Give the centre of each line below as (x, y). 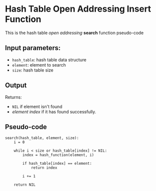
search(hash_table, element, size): (42, 138)
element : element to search (39, 65)
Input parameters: (33, 48)
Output (16, 85)
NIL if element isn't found (37, 106)
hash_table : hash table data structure (49, 60)
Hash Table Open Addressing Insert (78, 9)
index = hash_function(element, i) (58, 155)
